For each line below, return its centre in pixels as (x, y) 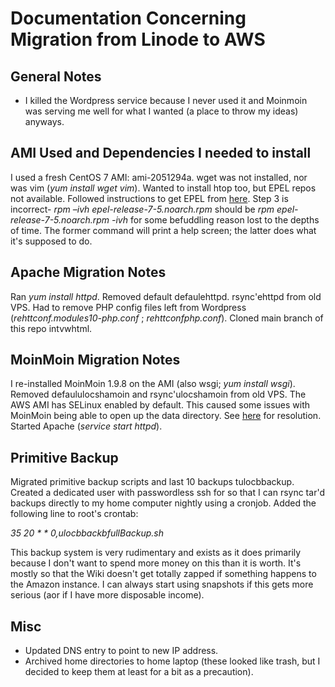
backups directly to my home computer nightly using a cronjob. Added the (163, 503)
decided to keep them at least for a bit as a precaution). (139, 672)
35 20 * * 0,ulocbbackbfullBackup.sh (87, 533)
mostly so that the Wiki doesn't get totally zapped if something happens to (163, 574)
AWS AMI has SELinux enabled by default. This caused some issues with (160, 405)
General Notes (56, 76)
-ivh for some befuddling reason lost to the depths (215, 219)
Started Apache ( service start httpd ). (86, 426)
